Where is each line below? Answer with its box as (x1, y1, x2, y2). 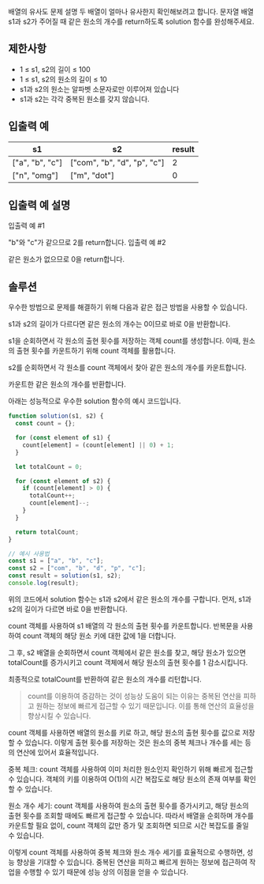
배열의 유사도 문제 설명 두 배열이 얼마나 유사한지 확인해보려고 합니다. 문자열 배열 (8, 7, 255, 16)
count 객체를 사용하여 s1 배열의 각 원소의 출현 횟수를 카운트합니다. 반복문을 (8, 621, 239, 630)
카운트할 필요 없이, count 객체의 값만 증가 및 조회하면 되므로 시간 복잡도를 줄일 (8, 821, 250, 830)
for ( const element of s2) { (15, 477, 111, 485)
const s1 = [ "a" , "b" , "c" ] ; (8, 557, 104, 565)
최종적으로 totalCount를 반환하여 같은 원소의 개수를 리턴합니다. (8, 674, 203, 684)
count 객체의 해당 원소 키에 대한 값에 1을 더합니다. (22, 631, 177, 640)
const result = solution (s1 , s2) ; (8, 572, 122, 580)
